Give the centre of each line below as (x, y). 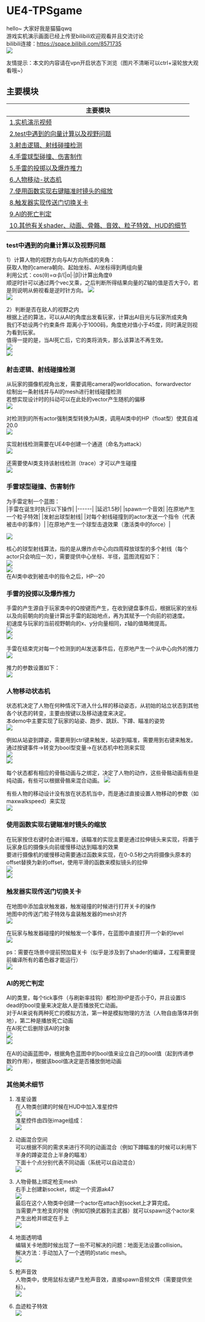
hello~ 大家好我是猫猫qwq (39, 28)
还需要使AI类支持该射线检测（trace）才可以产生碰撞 (72, 463)
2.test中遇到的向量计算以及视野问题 (60, 133)
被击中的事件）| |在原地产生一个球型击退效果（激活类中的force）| (88, 524)
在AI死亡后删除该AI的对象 (38, 1028)
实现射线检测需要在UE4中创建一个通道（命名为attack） (76, 444)
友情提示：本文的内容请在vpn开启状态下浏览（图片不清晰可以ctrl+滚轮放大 (100, 62)
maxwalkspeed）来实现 (36, 801)
